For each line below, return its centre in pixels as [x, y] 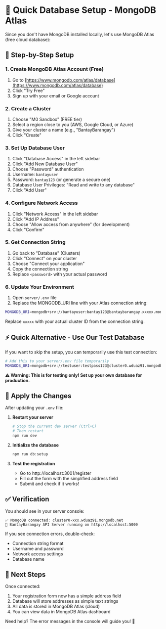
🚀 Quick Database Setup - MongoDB [81, 10]
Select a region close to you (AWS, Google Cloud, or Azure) [73, 124]
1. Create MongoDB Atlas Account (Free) [54, 69]
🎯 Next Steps [25, 575]
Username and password [38, 548]
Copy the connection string [40, 269]
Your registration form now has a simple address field [67, 596]
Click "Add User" [29, 190]
